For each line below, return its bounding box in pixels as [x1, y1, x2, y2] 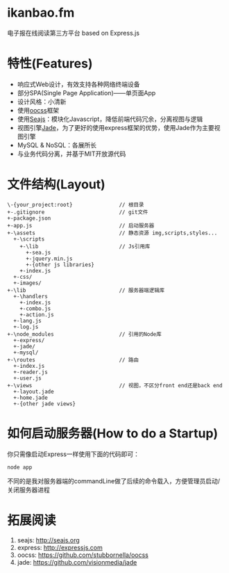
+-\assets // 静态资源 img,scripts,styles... [7, 229, 218, 236]
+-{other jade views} [13, 400, 76, 407]
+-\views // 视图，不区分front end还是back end [7, 382, 223, 389]
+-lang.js [13, 317, 42, 324]
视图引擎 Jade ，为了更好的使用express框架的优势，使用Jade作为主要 [17, 123, 215, 131]
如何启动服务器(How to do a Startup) [7, 426, 219, 441]
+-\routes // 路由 [7, 356, 139, 363]
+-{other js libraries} [25, 261, 95, 268]
